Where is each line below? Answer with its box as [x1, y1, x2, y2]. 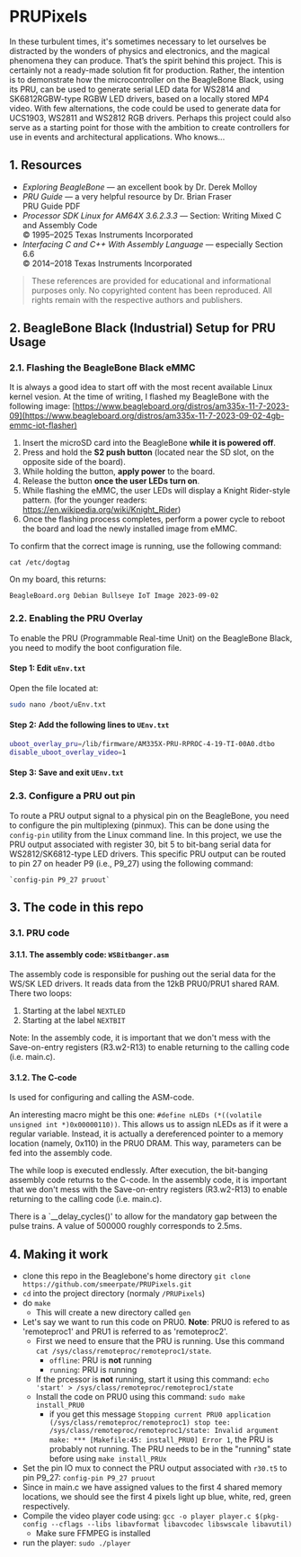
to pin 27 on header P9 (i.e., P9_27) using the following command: [9, 858, 253, 868]
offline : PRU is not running [49, 1355, 153, 1366]
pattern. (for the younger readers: [22, 494, 147, 505]
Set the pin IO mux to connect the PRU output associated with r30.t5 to [22, 1463, 288, 1473]
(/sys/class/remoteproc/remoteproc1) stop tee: [49, 1419, 231, 1428]
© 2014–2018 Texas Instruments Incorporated [22, 258, 193, 269]
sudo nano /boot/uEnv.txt [9, 699, 106, 709]
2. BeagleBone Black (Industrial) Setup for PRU [9, 321, 276, 336]
